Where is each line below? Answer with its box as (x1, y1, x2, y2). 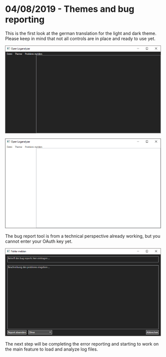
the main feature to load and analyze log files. (5, 346, 98, 352)
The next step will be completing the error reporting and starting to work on (5, 341, 159, 347)
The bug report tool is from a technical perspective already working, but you (5, 233, 161, 239)
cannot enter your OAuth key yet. (5, 238, 73, 244)
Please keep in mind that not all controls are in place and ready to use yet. (5, 36, 156, 42)
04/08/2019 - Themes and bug (5, 3, 134, 15)
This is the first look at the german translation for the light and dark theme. (5, 30, 157, 36)
